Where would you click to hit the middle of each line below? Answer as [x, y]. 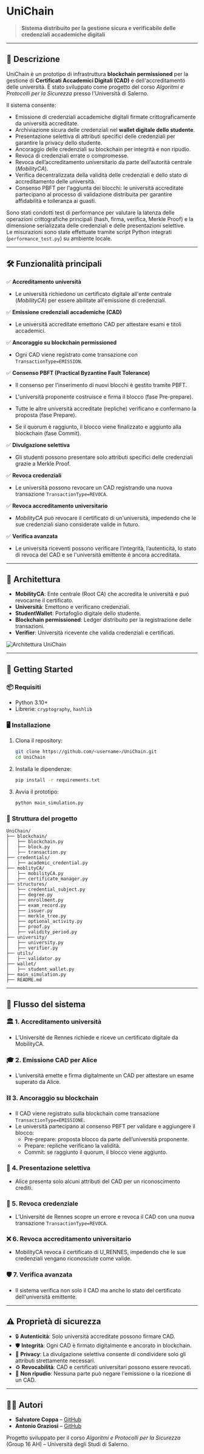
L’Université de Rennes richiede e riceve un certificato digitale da [97, 1037]
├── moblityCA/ [25, 868]
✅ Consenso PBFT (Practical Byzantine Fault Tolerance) [78, 372]
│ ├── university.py [35, 943]
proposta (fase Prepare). [46, 415]
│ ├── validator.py [34, 959]
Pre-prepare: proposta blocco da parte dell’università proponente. [107, 1139]
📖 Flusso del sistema [46, 1004]
